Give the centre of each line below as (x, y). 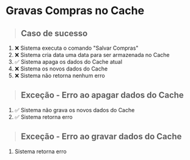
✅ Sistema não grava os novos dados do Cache (75, 110)
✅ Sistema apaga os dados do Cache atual (68, 62)
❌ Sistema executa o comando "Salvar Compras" (76, 48)
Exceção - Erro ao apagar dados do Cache (102, 95)
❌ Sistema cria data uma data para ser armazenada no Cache (92, 55)
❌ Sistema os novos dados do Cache (61, 69)
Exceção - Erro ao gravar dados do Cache (101, 136)
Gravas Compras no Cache (75, 11)
